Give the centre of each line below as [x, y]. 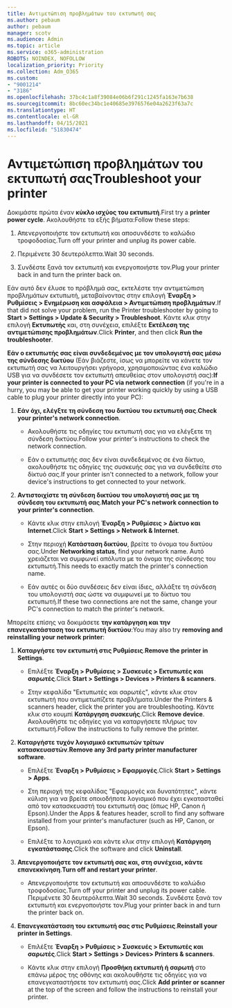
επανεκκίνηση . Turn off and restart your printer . [87, 869]
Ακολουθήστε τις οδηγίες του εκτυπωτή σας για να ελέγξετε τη [119, 432]
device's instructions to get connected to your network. [107, 481]
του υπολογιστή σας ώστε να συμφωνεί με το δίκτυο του [109, 594]
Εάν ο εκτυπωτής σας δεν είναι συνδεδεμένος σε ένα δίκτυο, [116, 460]
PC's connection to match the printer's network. [96, 609]
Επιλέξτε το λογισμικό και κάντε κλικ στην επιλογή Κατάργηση [119, 842]
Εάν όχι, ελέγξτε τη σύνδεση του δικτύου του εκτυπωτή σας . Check [117, 411]
